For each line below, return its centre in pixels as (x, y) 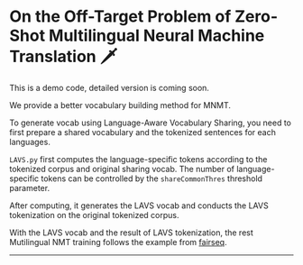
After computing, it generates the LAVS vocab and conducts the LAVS (139, 206)
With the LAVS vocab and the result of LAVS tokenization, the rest (132, 233)
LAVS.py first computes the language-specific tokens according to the (138, 159)
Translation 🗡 (64, 57)
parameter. (30, 187)
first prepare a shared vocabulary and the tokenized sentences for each (143, 132)
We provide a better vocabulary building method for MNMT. (120, 105)
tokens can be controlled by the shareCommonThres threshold (152, 178)
